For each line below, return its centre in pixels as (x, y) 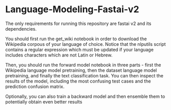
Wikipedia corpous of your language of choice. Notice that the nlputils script (86, 44)
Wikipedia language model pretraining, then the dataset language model (81, 70)
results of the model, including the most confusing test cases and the (78, 81)
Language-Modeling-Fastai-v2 (72, 9)
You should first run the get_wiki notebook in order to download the (76, 39)
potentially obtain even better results (44, 102)
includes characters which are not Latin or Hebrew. (59, 55)
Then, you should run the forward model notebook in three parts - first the (83, 65)
